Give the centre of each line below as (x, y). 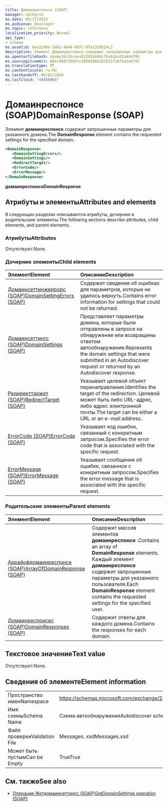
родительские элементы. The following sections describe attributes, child (82, 220)
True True (70, 757)
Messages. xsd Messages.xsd (94, 736)
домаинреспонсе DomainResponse (43, 186)
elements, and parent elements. (38, 225)
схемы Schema (25, 716)
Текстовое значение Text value (55, 654)
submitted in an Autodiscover (114, 360)
